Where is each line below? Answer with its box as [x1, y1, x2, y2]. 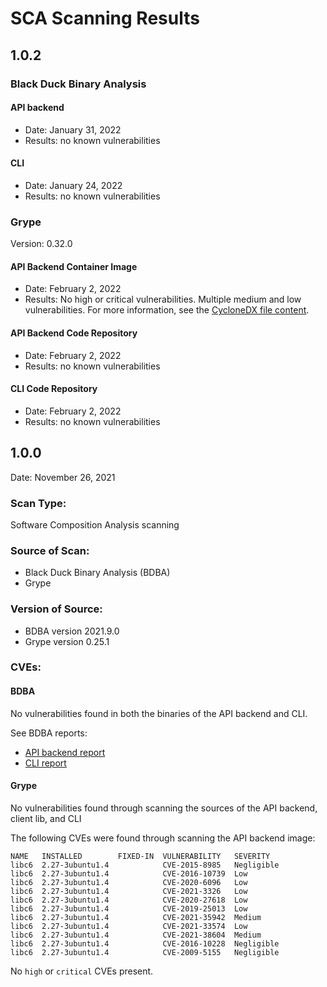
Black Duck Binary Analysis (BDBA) [24, 567, 171, 579]
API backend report [24, 746, 106, 758]
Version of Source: [10, 602, 103, 616]
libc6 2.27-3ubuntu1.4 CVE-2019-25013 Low [10, 903, 248, 914]
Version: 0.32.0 [10, 238, 73, 250]
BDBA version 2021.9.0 [24, 625, 120, 637]
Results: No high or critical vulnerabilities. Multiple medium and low [24, 293, 302, 306]
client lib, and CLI [10, 812, 82, 824]
